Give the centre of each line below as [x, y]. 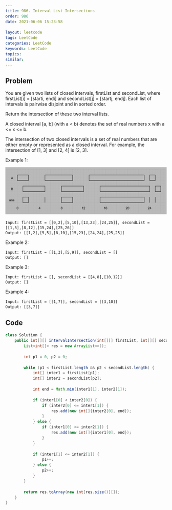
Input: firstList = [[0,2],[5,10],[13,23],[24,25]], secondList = [78, 223]
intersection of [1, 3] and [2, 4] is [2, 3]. [47, 150]
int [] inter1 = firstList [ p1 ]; [66, 373]
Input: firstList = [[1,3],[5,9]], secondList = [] [61, 253]
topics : [14, 54]
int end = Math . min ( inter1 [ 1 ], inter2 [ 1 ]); [80, 390]
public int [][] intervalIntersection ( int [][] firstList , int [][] [86, 341]
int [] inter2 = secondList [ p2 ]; [67, 379]
